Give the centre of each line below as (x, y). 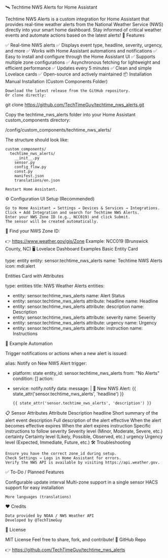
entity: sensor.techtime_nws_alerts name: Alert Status (69, 296)
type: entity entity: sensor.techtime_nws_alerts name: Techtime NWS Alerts (84, 261)
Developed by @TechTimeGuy (34, 520)
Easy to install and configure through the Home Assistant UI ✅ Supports (80, 57)
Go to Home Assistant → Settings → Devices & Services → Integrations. (82, 208)
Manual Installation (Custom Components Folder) (57, 81)
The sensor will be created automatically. (52, 221)
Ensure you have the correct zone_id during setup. (61, 453)
